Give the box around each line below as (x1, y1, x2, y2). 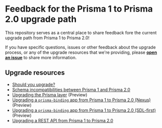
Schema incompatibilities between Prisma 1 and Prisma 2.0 (12, 86, 130, 93)
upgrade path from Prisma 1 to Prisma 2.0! (5, 35, 90, 41)
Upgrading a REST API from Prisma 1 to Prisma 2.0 (12, 117, 113, 123)
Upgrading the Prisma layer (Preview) (12, 92, 88, 97)
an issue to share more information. (5, 54, 77, 60)
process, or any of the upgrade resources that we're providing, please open (5, 49, 157, 55)
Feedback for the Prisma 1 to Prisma (5, 3, 153, 15)
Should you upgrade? (12, 81, 55, 87)
